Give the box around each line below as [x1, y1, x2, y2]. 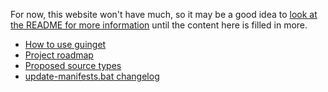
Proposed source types [24, 60, 122, 71]
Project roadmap [24, 49, 94, 61]
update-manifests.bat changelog [24, 70, 160, 82]
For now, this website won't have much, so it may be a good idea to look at [10, 9, 318, 20]
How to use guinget [24, 39, 107, 50]
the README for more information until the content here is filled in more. [10, 19, 308, 31]
